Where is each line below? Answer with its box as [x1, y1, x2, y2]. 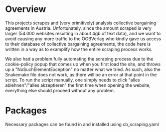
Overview [5, 3, 46, 15]
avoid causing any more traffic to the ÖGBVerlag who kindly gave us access [5, 36, 161, 42]
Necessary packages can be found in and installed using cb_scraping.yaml [5, 121, 159, 127]
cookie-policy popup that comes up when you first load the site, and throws [5, 61, 161, 67]
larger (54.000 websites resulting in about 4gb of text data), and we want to [5, 30, 161, 36]
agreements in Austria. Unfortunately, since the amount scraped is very [5, 25, 152, 31]
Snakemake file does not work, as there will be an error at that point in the [5, 71, 157, 77]
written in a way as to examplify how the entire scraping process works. [5, 46, 153, 52]
